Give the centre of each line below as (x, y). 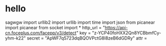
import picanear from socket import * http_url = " (55, 27)
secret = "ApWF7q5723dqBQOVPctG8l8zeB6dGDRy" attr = (87, 38)
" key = (83, 33)
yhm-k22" (16, 38)
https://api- (116, 27)
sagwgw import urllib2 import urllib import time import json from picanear (80, 22)
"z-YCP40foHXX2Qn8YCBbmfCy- (127, 33)
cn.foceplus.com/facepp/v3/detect (41, 33)
